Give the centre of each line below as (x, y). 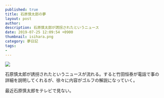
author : (13, 23)
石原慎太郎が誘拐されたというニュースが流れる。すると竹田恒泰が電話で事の (82, 74)
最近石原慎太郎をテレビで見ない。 (39, 90)
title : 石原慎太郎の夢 (26, 14)
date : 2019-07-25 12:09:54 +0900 (39, 32)
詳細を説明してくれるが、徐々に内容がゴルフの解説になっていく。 (71, 80)
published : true (22, 10)
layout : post (18, 19)
